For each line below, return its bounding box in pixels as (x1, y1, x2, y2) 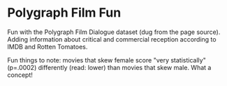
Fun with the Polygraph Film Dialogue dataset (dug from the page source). (7, 28, 221, 36)
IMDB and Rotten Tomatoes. (7, 42, 88, 51)
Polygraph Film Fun (7, 5, 122, 21)
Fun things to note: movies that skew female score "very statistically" (7, 55, 206, 64)
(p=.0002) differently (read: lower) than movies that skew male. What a (7, 63, 212, 71)
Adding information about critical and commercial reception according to (7, 35, 217, 43)
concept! (7, 71, 34, 79)
